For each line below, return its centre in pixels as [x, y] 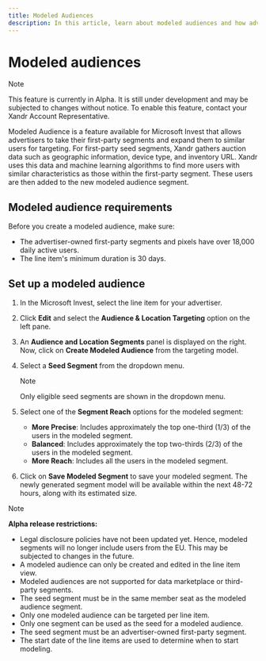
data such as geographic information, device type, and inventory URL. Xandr [133, 157]
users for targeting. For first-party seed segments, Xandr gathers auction [127, 148]
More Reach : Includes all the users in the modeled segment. [129, 461]
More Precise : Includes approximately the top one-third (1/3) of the [141, 427]
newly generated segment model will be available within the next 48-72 [136, 485]
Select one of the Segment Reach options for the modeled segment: [131, 412]
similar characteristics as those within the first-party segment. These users [131, 174]
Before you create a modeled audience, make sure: [91, 226]
